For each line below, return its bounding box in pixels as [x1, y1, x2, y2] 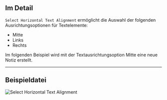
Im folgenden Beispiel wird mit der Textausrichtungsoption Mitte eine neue [5, 52, 158, 58]
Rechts [12, 42, 27, 48]
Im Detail [5, 4, 33, 12]
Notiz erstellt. [5, 57, 33, 63]
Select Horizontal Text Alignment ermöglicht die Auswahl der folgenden [5, 17, 156, 23]
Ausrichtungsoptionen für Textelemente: [5, 22, 88, 28]
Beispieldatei [5, 76, 47, 84]
